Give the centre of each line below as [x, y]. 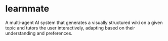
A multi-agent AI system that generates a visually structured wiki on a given [84, 22]
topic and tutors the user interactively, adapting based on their [70, 27]
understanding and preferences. [39, 33]
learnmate [27, 9]
